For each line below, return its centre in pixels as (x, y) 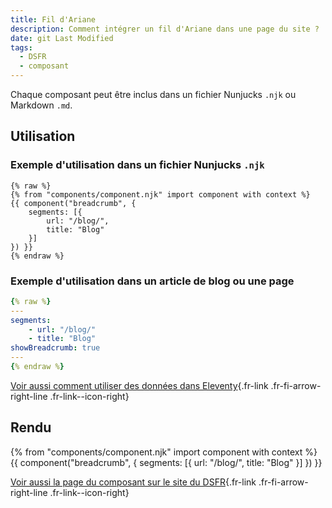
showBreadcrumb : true (55, 348)
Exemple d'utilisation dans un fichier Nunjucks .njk (137, 165)
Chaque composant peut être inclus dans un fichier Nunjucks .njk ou (153, 94)
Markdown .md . (41, 105)
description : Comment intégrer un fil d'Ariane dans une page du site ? (165, 29)
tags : (21, 47)
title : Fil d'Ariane (53, 19)
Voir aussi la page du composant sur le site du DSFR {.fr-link (133, 482)
